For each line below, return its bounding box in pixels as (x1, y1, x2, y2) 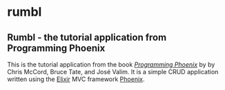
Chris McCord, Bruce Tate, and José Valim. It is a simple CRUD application (7, 68, 219, 76)
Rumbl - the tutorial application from (7, 32, 167, 43)
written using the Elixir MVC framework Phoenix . (7, 75, 145, 83)
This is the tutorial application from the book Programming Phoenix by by (7, 60, 215, 69)
